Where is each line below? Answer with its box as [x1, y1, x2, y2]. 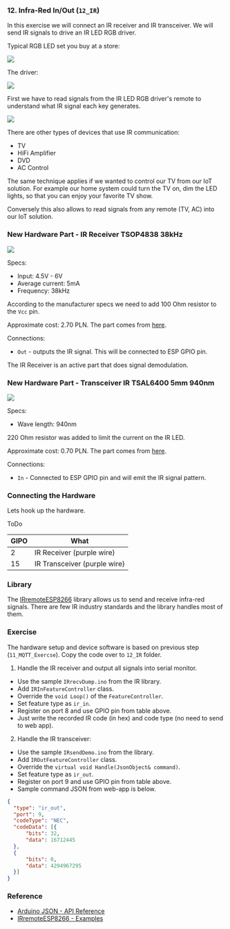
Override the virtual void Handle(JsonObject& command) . [17, 763, 181, 771]
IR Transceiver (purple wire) [34, 559, 126, 568]
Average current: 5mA [17, 279, 81, 287]
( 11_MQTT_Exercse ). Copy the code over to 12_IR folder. [7, 650, 162, 658]
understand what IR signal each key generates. [7, 102, 141, 111]
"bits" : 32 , [25, 830, 60, 837]
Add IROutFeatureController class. [17, 755, 117, 763]
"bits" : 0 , [25, 856, 57, 863]
